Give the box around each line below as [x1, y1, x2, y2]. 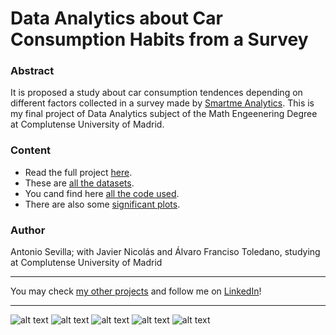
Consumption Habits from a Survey [10, 28, 309, 51]
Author [10, 223, 46, 237]
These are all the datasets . [24, 177, 135, 189]
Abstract [10, 64, 55, 78]
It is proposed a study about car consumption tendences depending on [10, 87, 303, 99]
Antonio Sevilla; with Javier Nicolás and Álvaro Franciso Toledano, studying [10, 246, 321, 258]
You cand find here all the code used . [24, 187, 180, 199]
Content [10, 143, 52, 157]
